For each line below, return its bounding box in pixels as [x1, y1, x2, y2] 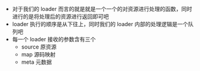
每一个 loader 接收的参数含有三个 [12, 36, 96, 42]
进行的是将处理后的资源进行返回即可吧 [12, 13, 109, 20]
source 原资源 [21, 43, 57, 50]
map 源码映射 [21, 51, 56, 58]
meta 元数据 [21, 58, 52, 66]
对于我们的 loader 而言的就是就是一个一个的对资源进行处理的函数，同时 [12, 5, 193, 12]
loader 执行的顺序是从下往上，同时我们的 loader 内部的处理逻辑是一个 [12, 21, 188, 27]
